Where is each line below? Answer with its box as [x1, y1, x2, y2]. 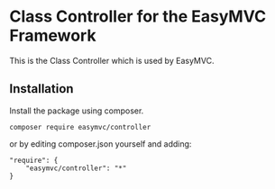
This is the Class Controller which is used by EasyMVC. [9, 55, 215, 66]
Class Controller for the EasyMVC [9, 6, 267, 27]
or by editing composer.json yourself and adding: [9, 138, 192, 149]
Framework [9, 25, 96, 46]
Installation [9, 81, 74, 96]
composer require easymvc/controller [9, 122, 151, 131]
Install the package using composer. [9, 105, 144, 116]
